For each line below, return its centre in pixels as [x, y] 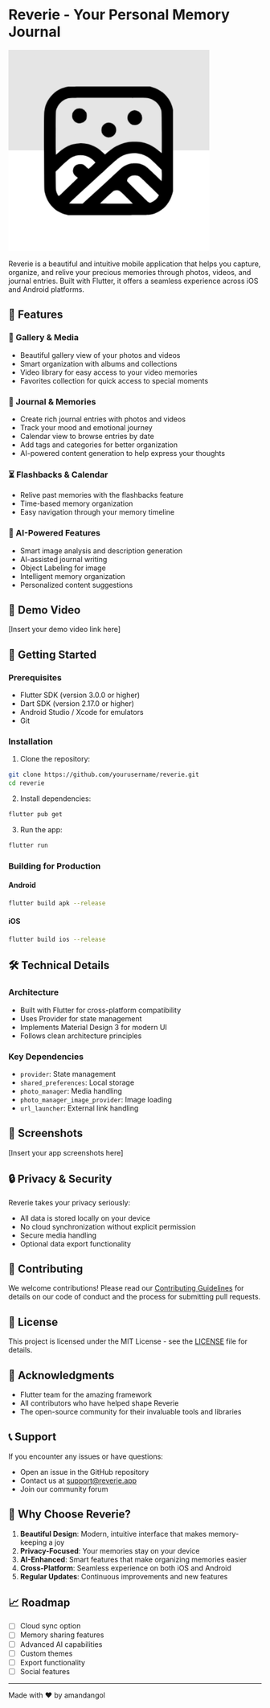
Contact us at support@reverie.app [78, 1480]
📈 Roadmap [39, 1602]
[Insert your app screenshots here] [66, 1152]
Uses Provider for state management [81, 1018]
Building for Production [55, 866]
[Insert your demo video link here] [65, 630]
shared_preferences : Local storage [77, 1082]
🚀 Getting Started [53, 654]
